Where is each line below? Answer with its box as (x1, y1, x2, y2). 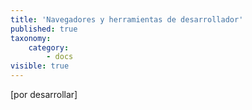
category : (28, 42, 70, 53)
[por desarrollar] (10, 89, 78, 100)
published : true (10, 24, 78, 34)
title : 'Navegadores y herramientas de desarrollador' (10, 14, 244, 25)
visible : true (10, 61, 70, 71)
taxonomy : (10, 33, 52, 43)
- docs (46, 52, 74, 62)
